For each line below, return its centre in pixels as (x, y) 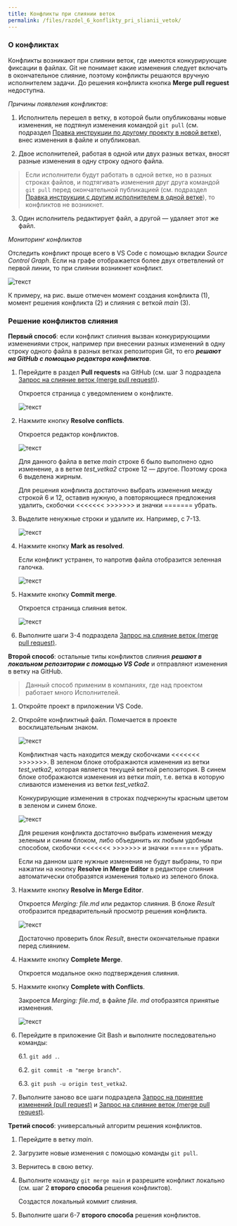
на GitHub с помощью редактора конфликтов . (80, 359)
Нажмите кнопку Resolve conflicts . (71, 421)
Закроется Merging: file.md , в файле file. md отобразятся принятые (119, 1001)
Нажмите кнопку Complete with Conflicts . (81, 987)
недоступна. (27, 90)
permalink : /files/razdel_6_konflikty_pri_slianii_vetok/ (95, 20)
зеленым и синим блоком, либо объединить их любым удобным (115, 840)
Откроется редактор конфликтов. (68, 434)
